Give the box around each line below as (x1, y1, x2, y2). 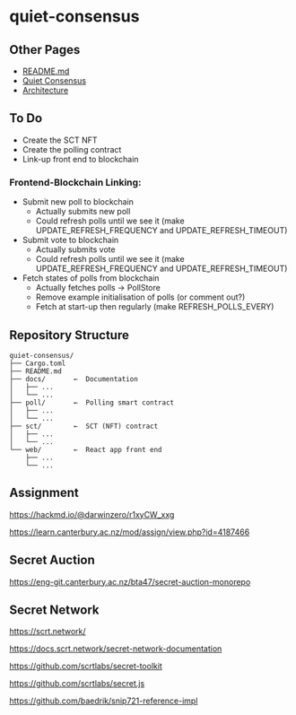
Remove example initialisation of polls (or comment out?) (35, 292, 246, 302)
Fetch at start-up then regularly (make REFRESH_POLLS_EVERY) (35, 301, 274, 312)
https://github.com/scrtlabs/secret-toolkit (9, 661, 163, 672)
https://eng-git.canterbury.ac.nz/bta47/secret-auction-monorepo (9, 576, 251, 587)
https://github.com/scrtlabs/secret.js (9, 678, 145, 689)
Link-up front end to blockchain (22, 153, 139, 164)
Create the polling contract (22, 144, 122, 154)
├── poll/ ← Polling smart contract (9, 397, 175, 407)
